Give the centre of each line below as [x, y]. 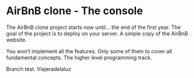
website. [17, 40]
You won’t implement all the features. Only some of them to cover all [89, 51]
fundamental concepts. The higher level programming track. [79, 57]
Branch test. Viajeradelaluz [39, 69]
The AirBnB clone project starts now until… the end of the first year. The [93, 27]
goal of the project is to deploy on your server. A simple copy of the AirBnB [97, 33]
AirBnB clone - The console [75, 11]
